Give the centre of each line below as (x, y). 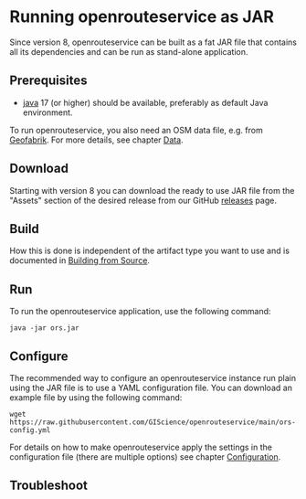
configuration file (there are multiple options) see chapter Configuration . (145, 457)
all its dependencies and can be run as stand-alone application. (129, 51)
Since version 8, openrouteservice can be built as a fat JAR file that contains (153, 42)
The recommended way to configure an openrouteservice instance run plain (153, 378)
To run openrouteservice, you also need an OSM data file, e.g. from (136, 130)
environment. (47, 112)
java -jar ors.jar (44, 328)
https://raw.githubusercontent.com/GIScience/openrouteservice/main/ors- (153, 422)
